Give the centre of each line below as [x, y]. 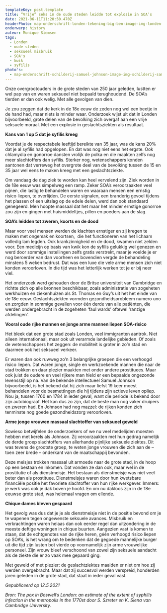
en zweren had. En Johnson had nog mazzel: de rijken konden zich [74, 407]
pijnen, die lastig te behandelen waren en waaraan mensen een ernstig [78, 190]
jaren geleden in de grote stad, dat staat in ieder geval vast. [66, 575]
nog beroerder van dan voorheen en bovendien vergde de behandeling [78, 257]
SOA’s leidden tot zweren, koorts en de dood [52, 221]
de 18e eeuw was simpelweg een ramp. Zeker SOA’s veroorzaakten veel [79, 185]
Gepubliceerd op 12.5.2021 [32, 585]
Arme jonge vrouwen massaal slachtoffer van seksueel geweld [72, 422]
